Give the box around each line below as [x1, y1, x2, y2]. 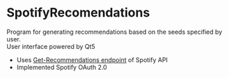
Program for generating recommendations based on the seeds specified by [6, 28, 223, 36]
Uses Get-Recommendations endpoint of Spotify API [16, 55, 168, 64]
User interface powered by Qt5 [6, 42, 95, 50]
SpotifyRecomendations [6, 5, 150, 21]
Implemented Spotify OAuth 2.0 [16, 63, 107, 71]
